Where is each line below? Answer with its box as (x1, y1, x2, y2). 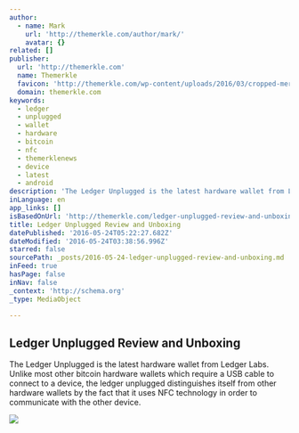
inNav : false (9, 278, 58, 287)
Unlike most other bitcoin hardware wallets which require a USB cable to (9, 369, 274, 380)
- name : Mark (17, 21, 66, 30)
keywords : (9, 95, 46, 105)
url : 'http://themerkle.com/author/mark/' (25, 29, 185, 38)
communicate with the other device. (9, 397, 141, 408)
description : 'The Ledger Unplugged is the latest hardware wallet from (9, 187, 285, 196)
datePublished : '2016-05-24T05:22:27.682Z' (9, 228, 174, 237)
